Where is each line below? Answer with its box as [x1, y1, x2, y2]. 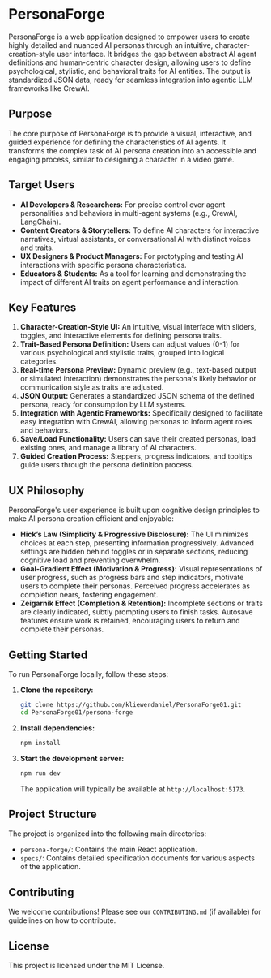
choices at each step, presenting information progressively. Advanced [19, 538, 255, 548]
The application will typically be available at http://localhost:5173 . [19, 784, 245, 794]
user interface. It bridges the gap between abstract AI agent [56, 49, 257, 58]
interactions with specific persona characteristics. [19, 260, 188, 269]
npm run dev [19, 769, 61, 778]
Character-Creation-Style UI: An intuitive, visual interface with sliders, [19, 322, 256, 332]
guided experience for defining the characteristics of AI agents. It [8, 137, 227, 147]
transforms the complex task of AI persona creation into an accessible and [8, 145, 257, 155]
